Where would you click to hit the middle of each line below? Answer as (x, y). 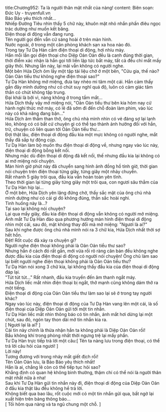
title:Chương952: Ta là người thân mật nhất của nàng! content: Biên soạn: (80, 8)
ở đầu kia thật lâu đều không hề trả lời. (44, 388)
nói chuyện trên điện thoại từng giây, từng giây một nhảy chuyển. (72, 171)
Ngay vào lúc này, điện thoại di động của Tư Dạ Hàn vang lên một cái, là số (82, 304)
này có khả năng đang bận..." (35, 113)
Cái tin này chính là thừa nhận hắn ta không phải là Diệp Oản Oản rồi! (75, 330)
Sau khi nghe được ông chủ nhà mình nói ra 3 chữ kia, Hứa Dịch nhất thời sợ (83, 230)
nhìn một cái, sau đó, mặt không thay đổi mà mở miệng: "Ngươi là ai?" (76, 224)
